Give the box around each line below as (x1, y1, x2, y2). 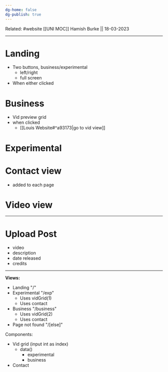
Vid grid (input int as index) (12, 341, 68, 347)
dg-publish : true (5, 12, 41, 17)
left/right (19, 69, 38, 75)
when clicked (12, 119, 40, 125)
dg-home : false (5, 7, 37, 12)
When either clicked (12, 80, 54, 86)
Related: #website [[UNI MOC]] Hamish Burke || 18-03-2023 (5, 25, 129, 31)
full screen (19, 75, 42, 81)
